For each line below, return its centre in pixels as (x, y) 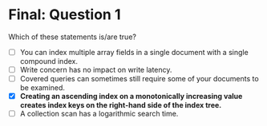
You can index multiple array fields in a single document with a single (134, 52)
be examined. (42, 88)
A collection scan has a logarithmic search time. (99, 114)
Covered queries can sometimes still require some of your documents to (139, 79)
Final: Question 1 (65, 15)
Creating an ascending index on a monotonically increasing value (131, 96)
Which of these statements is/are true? (72, 37)
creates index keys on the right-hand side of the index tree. (121, 105)
